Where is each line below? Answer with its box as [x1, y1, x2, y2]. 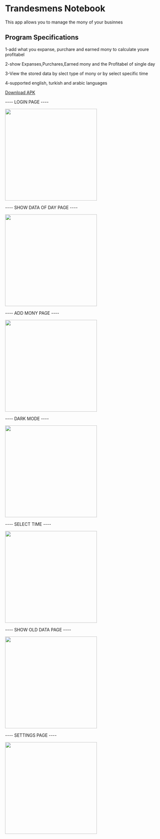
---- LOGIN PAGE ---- [5, 99, 49, 105]
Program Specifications [5, 33, 79, 42]
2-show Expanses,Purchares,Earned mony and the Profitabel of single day [5, 61, 156, 67]
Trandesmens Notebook [5, 3, 106, 14]
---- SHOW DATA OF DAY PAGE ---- [5, 204, 78, 210]
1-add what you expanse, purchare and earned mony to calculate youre [5, 46, 149, 52]
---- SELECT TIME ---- [5, 521, 51, 527]
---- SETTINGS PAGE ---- [5, 732, 57, 738]
